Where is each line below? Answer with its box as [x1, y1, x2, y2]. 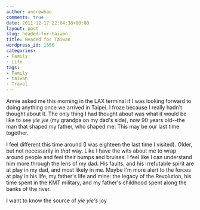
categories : [6, 48, 36, 54]
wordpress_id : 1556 [6, 42, 55, 48]
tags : [6, 64, 20, 71]
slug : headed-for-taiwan [6, 31, 68, 37]
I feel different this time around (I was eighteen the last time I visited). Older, [6, 141, 193, 148]
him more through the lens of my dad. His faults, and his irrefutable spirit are [6, 160, 194, 167]
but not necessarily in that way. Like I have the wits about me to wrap [6, 147, 177, 154]
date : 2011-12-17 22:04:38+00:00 [6, 20, 90, 26]
